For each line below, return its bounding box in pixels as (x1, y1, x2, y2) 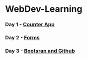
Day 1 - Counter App (5, 21, 55, 28)
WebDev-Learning (5, 3, 83, 15)
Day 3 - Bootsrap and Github (5, 47, 76, 54)
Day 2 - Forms (5, 34, 40, 41)
